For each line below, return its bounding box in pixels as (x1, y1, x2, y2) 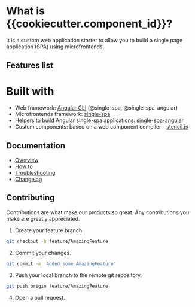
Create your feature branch (14, 226, 83, 234)
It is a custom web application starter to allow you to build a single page (6, 37, 183, 44)
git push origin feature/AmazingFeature (6, 283, 109, 289)
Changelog (14, 175, 42, 183)
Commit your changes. (14, 249, 71, 256)
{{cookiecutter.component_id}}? (6, 17, 173, 31)
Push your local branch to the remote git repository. (14, 271, 142, 279)
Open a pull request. (14, 294, 66, 301)
